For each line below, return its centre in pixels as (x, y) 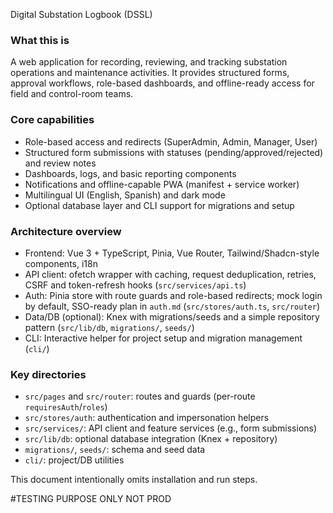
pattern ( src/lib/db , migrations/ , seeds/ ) (109, 327)
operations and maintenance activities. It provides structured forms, (150, 73)
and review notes (60, 163)
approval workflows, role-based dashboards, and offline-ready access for (162, 83)
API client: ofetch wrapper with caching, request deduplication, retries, (170, 274)
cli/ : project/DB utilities (74, 460)
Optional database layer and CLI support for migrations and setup (159, 205)
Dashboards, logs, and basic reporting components (130, 173)
